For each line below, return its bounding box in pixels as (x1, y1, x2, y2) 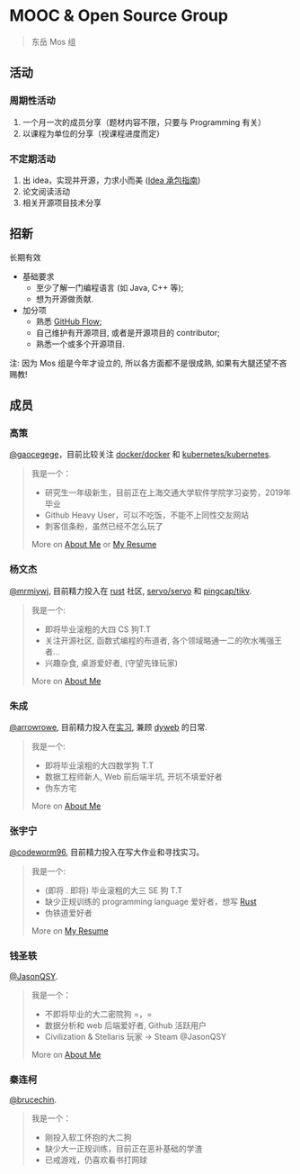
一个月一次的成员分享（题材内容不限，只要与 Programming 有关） (22, 116, 267, 127)
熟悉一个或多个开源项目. (35, 339, 126, 349)
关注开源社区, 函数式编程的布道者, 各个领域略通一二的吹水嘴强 (44, 635, 275, 646)
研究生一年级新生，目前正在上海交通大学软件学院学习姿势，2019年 (44, 487, 292, 498)
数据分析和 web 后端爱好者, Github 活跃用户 (44, 1019, 207, 1031)
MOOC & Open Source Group (9, 5, 229, 26)
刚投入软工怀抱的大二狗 (44, 1132, 132, 1142)
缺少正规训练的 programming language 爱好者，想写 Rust (44, 897, 258, 908)
